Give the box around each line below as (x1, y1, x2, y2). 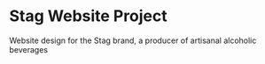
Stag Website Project (9, 6, 168, 26)
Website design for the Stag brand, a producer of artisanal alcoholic (9, 35, 257, 46)
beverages (9, 44, 49, 54)
